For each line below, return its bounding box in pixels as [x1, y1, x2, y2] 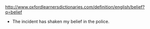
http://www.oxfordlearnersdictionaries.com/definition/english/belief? [5, 4, 145, 10]
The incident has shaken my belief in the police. [12, 19, 110, 24]
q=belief [5, 9, 22, 15]
